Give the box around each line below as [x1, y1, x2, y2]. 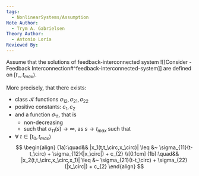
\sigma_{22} [157, 156, 188, 163]
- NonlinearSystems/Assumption [11, 14, 89, 20]
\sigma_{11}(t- [159, 144, 193, 151]
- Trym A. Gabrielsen [11, 25, 65, 32]
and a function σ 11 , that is [14, 111, 77, 120]
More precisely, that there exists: [6, 84, 87, 91]
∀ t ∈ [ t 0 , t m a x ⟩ [14, 132, 52, 141]
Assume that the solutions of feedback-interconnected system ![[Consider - [6, 58, 192, 66]
